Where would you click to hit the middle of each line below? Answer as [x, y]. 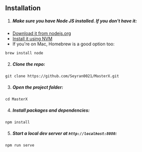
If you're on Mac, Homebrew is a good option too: [63, 44]
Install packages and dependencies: [51, 110]
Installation [23, 8]
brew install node [24, 53]
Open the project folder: [38, 87]
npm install [17, 122]
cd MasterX [16, 99]
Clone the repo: [29, 64]
